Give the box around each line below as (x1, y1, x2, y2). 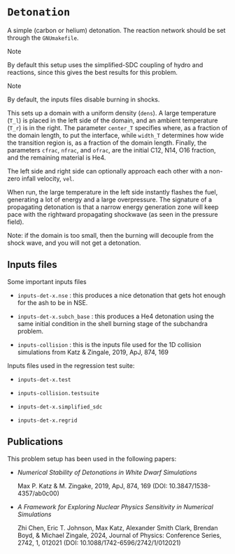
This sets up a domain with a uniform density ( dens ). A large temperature (7, 108, 217, 117)
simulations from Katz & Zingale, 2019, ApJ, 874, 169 (17, 348, 169, 356)
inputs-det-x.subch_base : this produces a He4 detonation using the (17, 312, 215, 320)
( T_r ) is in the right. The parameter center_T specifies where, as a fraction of (7, 123, 228, 132)
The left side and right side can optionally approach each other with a (7, 166, 208, 175)
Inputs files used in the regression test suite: (7, 361, 135, 369)
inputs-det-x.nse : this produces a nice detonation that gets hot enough (17, 291, 226, 299)
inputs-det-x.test (17, 376, 71, 383)
